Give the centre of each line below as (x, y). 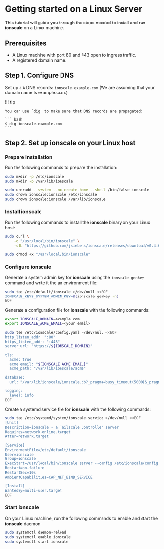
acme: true (20, 360)
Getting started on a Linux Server (74, 9)
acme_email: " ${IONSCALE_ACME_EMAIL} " (49, 364)
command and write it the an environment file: (51, 283)
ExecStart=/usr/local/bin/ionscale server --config (59, 463)
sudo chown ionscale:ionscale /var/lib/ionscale (55, 199)
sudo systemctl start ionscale (37, 542)
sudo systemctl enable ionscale (38, 537)
